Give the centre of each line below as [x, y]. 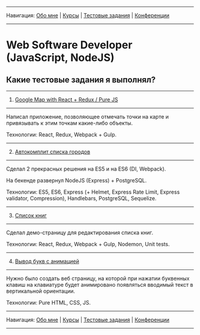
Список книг [31, 215]
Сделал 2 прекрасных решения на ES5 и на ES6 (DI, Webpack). [86, 169]
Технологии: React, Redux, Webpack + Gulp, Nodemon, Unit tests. [88, 244]
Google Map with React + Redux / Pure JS [66, 100]
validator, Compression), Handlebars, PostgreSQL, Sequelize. [81, 198]
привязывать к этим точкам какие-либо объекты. [69, 123]
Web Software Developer [69, 45]
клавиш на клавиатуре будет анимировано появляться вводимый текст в [100, 285]
